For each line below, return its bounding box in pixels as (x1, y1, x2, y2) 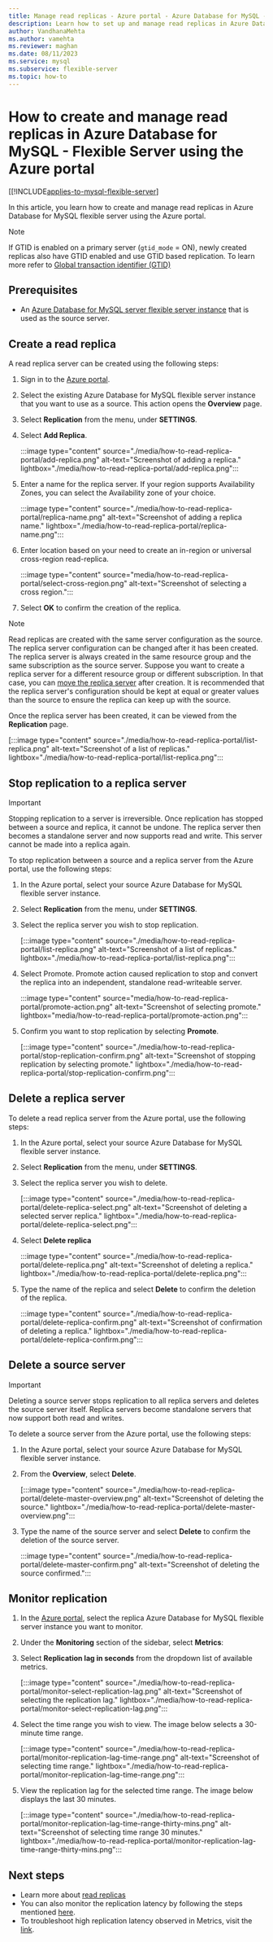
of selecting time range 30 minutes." (80, 1827, 203, 1837)
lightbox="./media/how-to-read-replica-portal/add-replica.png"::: (19, 463, 240, 473)
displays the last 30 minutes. (19, 1795, 116, 1804)
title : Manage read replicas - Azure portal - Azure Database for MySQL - (8, 11, 267, 20)
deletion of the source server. (19, 1535, 119, 1545)
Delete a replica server (8, 1092, 126, 1106)
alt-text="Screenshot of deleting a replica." (109, 1260, 253, 1269)
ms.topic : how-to (8, 72, 67, 81)
